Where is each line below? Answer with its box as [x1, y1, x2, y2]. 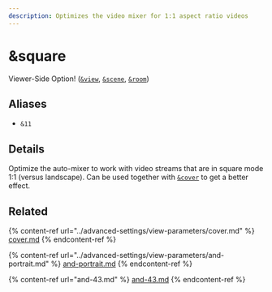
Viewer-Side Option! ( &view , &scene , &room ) [8, 74, 150, 84]
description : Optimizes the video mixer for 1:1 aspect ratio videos [8, 11, 249, 20]
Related [8, 204, 49, 218]
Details [8, 142, 45, 156]
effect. [8, 181, 31, 191]
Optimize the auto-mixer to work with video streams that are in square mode [8, 164, 264, 174]
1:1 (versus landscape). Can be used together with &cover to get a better [8, 172, 249, 182]
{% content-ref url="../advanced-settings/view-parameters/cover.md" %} [8, 226, 255, 235]
